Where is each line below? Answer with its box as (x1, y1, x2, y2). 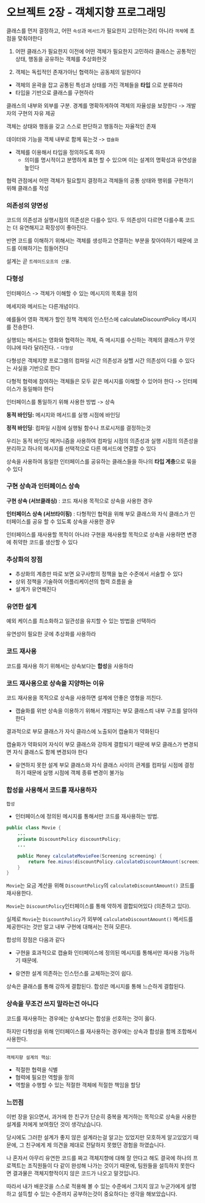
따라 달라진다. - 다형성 (22, 344, 73, 351)
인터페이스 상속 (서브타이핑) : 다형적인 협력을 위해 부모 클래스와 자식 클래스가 (6, 510, 189, 517)
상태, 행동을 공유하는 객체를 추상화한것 (15, 55, 107, 62)
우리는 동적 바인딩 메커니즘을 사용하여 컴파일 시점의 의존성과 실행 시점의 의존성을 (6, 437, 199, 444)
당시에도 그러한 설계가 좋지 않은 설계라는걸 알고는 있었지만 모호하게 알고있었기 (6, 1133, 192, 1141)
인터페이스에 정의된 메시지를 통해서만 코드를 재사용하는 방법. (15, 813, 159, 820)
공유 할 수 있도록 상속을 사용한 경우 (32, 517, 116, 525)
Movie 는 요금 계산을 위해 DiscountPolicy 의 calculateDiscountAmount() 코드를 (6, 882, 195, 889)
